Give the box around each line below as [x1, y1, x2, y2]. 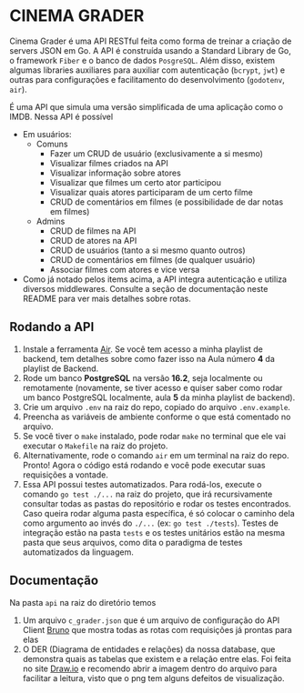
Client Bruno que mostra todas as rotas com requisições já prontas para [22, 624, 293, 635]
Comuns [35, 138, 68, 149]
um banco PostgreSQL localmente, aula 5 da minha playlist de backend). [22, 392, 296, 403]
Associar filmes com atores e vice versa [49, 264, 200, 275]
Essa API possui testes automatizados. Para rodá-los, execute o [22, 478, 262, 489]
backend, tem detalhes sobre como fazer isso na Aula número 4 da [22, 353, 276, 364]
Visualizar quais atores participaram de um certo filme [49, 186, 253, 197]
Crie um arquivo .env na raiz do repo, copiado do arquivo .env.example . [22, 401, 291, 412]
